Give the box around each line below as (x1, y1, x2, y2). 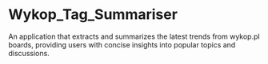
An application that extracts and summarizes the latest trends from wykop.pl (8, 32, 260, 41)
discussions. (8, 48, 50, 58)
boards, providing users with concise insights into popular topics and (8, 40, 236, 49)
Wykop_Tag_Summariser (8, 6, 178, 24)
